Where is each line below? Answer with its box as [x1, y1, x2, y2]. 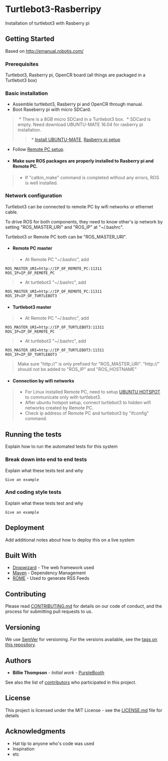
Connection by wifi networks [12, 377, 74, 384]
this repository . [5, 642, 37, 648]
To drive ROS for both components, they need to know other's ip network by [5, 218, 163, 224]
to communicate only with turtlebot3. [25, 394, 101, 400]
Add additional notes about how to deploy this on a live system [5, 537, 135, 543]
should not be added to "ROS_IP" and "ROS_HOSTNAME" [17, 366, 137, 372]
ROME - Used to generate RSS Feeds [12, 575, 89, 581]
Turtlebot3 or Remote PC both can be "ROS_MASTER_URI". [5, 233, 127, 239]
